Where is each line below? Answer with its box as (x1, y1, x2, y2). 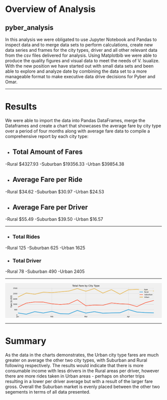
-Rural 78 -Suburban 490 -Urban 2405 (5, 268, 85, 274)
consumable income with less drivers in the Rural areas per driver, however (5, 368, 160, 374)
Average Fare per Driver (12, 203, 88, 211)
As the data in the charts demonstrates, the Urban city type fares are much (5, 352, 159, 358)
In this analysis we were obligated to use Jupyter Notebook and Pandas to (5, 36, 157, 42)
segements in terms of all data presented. (5, 389, 90, 395)
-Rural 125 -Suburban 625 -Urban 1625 (5, 245, 85, 251)
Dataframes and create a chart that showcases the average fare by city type (5, 123, 162, 129)
